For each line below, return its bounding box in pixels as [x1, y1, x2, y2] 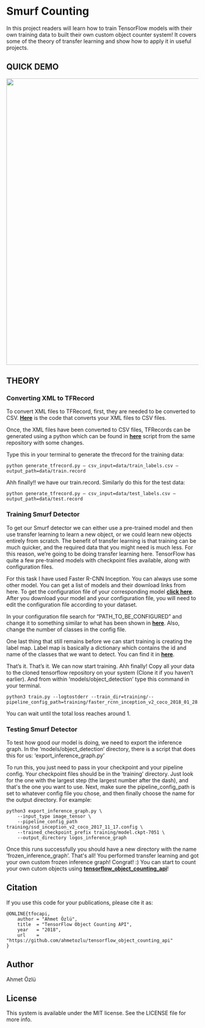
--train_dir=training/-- [90, 694, 154, 700]
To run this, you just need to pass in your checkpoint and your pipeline [6, 764, 183, 771]
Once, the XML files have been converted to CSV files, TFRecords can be [6, 426, 191, 433]
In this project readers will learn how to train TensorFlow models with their [6, 24, 193, 32]
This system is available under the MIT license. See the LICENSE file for [6, 1010, 186, 1017]
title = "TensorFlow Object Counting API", [17, 921, 132, 927]
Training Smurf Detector [6, 510, 80, 519]
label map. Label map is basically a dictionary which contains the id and [6, 644, 187, 652]
